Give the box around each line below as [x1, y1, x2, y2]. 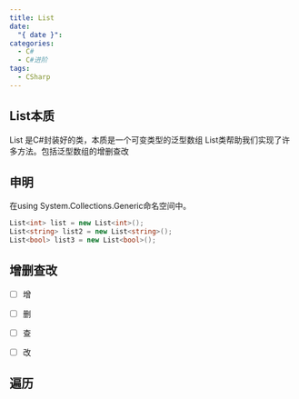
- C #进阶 [17, 55, 48, 65]
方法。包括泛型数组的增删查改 [16, 145, 129, 156]
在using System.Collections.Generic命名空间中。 [9, 201, 192, 212]
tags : [9, 65, 30, 74]
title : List [9, 13, 55, 23]
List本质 [9, 108, 55, 124]
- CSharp [17, 73, 51, 82]
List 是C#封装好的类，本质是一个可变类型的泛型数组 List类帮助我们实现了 [9, 134, 283, 145]
